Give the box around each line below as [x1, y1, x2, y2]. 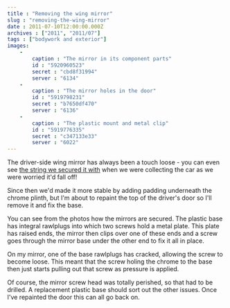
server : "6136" [32, 107, 79, 114]
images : [7, 42, 30, 49]
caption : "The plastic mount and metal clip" [32, 119, 169, 127]
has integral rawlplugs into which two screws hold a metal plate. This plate [7, 222, 220, 230]
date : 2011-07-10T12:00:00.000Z [7, 23, 104, 30]
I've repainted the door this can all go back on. [7, 293, 140, 302]
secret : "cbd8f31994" [32, 68, 98, 75]
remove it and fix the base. [7, 201, 84, 209]
